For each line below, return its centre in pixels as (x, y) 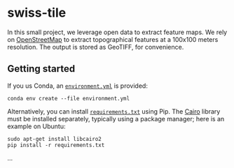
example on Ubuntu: (36, 126)
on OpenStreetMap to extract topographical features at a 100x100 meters (113, 39)
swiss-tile (37, 13)
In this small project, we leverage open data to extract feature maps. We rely (117, 32)
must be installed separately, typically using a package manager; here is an (116, 119)
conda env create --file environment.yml (69, 98)
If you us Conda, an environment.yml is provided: (78, 86)
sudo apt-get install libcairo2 (54, 139)
